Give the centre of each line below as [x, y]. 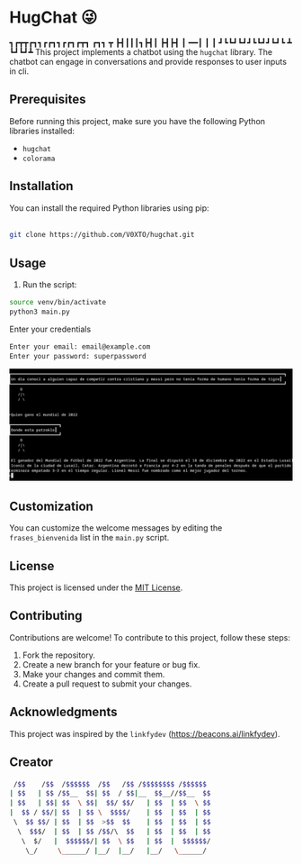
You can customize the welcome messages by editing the [116, 528]
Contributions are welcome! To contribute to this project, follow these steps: [150, 637]
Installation [41, 186]
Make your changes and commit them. [93, 674]
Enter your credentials [50, 329]
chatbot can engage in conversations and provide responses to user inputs [148, 61]
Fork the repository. [59, 655]
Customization [52, 506]
